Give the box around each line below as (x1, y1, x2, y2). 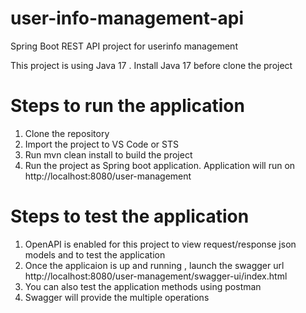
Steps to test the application (10, 205, 250, 228)
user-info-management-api (10, 7, 245, 30)
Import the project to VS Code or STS (24, 138, 180, 150)
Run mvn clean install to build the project (24, 148, 193, 161)
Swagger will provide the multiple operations (24, 291, 210, 303)
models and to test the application (24, 248, 166, 261)
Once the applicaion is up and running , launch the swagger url (24, 259, 285, 271)
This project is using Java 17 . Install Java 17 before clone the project (10, 59, 293, 71)
